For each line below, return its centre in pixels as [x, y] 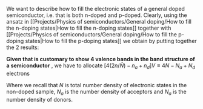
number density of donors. [40, 99]
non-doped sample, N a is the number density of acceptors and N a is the [96, 92]
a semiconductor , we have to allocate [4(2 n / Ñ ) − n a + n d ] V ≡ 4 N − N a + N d [101, 66]
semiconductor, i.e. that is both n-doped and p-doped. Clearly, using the [97, 15]
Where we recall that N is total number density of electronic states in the [97, 85]
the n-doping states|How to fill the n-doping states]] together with [89, 28]
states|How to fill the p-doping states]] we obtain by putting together [111, 41]
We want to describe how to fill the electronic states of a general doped [95, 9]
